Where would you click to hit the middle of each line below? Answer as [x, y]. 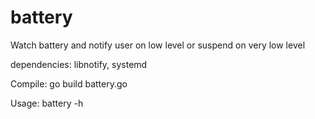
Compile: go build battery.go [69, 83]
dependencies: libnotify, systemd [79, 64]
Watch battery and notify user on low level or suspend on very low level [158, 45]
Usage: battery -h [47, 103]
